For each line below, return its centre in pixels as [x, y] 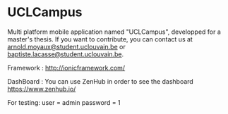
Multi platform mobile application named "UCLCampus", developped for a [114, 32]
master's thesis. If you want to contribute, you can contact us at [100, 39]
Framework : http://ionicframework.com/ [66, 68]
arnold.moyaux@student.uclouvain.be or [66, 46]
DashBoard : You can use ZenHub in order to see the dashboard [101, 81]
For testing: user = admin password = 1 [64, 102]
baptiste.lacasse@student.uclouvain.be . [66, 54]
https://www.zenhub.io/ [42, 89]
